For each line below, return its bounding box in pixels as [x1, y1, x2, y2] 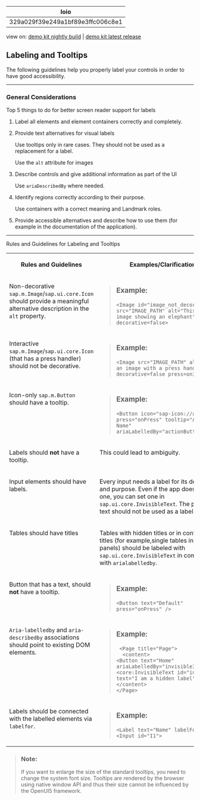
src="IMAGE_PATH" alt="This [115, 307, 196, 314]
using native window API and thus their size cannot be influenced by [20, 781, 189, 788]
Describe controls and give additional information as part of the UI [14, 171, 177, 178]
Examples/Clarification [129, 261, 196, 269]
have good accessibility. [6, 72, 65, 79]
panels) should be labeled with [99, 543, 186, 552]
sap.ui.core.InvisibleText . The [99, 499, 190, 508]
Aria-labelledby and [9, 626, 67, 634]
